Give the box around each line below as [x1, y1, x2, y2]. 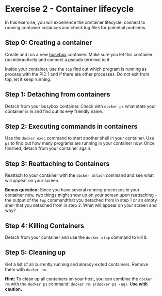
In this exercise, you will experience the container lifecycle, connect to [5, 19, 146, 25]
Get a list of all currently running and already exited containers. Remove [5, 261, 148, 267]
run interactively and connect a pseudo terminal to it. [5, 57, 111, 62]
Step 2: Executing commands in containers [5, 122, 138, 130]
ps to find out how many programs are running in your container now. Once [5, 140, 155, 146]
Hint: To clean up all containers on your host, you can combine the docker [5, 276, 153, 281]
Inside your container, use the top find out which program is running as [5, 66, 147, 72]
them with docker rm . [5, 266, 47, 272]
